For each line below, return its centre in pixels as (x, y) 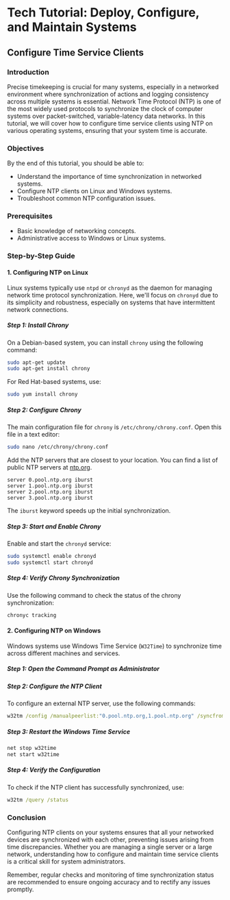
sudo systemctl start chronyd (50, 562)
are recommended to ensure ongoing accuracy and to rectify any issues (109, 881)
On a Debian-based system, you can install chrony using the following (105, 342)
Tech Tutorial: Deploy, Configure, (103, 13)
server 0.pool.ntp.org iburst (50, 480)
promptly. (21, 889)
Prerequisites (30, 216)
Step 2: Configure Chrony (44, 410)
